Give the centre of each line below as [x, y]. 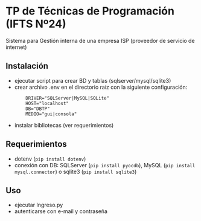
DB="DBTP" [38, 109]
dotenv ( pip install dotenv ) [50, 159]
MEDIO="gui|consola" [51, 114]
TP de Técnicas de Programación [90, 11]
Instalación [27, 66]
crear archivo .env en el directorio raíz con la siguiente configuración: [101, 87]
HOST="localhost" [47, 103]
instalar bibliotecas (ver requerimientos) [64, 125]
